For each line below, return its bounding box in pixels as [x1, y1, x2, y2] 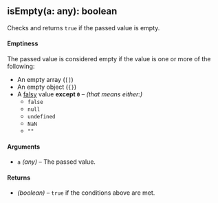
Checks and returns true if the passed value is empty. [7, 23, 160, 32]
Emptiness [7, 39, 39, 47]
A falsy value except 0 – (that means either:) [17, 90, 143, 98]
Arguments [7, 142, 41, 151]
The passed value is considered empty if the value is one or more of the [7, 55, 211, 63]
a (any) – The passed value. [17, 158, 96, 166]
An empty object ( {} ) [17, 83, 77, 92]
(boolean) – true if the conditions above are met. [17, 189, 155, 197]
